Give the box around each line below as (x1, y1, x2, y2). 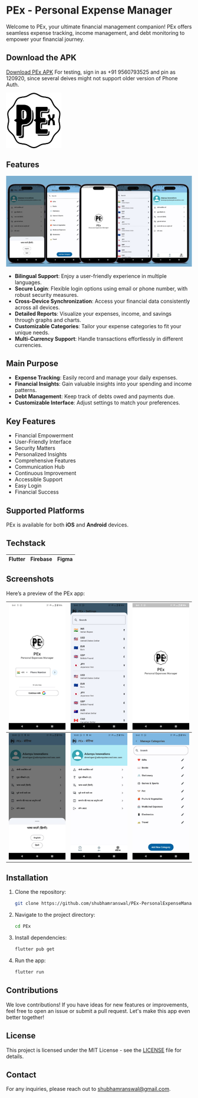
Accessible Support (14, 476, 63, 483)
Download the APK (6, 53, 77, 63)
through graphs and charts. (14, 316, 81, 323)
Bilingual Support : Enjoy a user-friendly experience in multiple (14, 272, 167, 279)
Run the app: (14, 957, 46, 964)
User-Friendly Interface (14, 438, 72, 446)
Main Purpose (6, 358, 59, 369)
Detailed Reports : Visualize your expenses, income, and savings (14, 310, 172, 317)
